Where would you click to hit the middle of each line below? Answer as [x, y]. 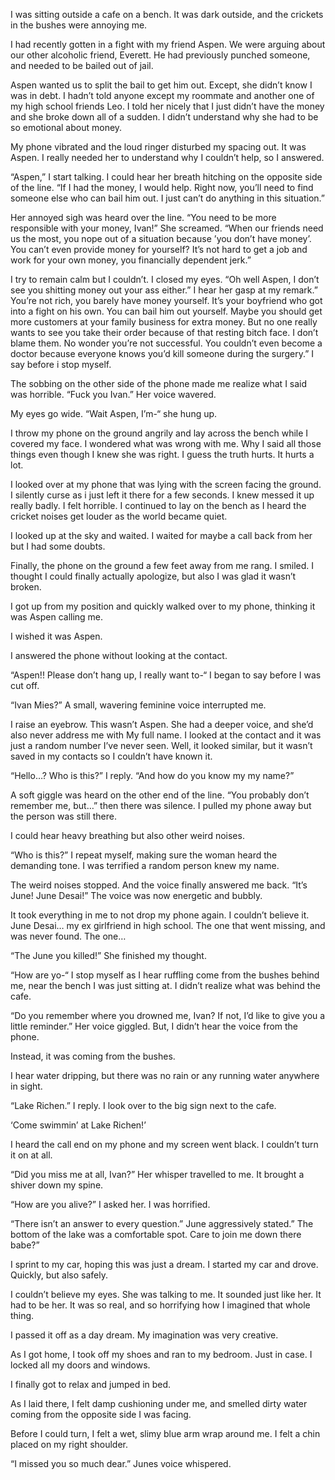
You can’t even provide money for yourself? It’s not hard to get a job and [159, 249]
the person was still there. [63, 816]
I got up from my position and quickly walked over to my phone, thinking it [163, 606]
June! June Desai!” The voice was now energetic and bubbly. [136, 895]
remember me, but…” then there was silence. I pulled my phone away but [161, 805]
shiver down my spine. [57, 1185]
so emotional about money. [66, 127]
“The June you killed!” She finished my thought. [108, 955]
